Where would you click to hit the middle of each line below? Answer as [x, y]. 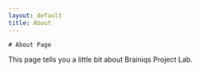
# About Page [30, 44]
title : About [30, 23]
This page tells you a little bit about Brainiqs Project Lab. [100, 59]
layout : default [35, 15]
